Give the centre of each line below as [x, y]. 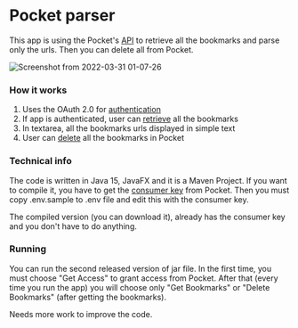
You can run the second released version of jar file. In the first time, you [141, 268]
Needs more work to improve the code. [81, 314]
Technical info [41, 161]
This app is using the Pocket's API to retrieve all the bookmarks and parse [145, 40]
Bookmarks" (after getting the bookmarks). [88, 297]
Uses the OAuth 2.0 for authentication [92, 110]
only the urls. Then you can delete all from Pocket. [101, 49]
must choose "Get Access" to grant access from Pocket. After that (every [144, 278]
